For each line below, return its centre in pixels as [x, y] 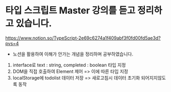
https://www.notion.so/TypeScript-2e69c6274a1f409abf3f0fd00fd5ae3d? [83, 38]
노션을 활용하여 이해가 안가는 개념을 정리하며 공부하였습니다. [73, 54]
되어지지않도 [154, 78]
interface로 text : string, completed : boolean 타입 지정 [69, 65]
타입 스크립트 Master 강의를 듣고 [70, 11]
